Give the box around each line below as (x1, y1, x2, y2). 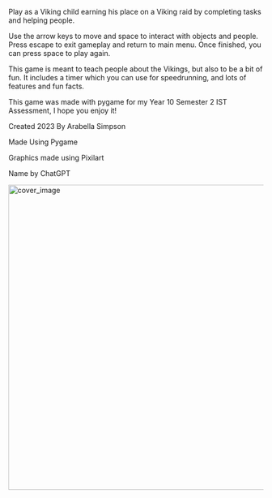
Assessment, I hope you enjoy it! (8, 105, 117, 115)
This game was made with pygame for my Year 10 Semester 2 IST (8, 97, 228, 106)
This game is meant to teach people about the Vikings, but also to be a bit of (8, 64, 263, 74)
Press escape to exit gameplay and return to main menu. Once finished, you (8, 40, 261, 49)
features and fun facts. (8, 81, 85, 91)
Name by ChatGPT (8, 169, 71, 178)
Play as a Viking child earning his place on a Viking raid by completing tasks (8, 7, 261, 16)
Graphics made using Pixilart (8, 153, 104, 162)
